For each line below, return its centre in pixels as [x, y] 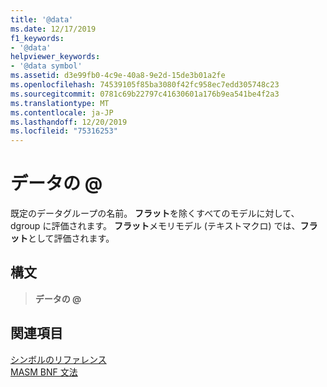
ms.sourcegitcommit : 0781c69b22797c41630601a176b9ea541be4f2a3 [145, 94]
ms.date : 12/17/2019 [53, 29]
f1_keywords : [37, 38]
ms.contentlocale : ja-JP [62, 112]
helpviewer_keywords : [55, 57]
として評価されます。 [71, 238]
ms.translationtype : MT [60, 103]
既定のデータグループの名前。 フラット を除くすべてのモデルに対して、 [155, 213]
